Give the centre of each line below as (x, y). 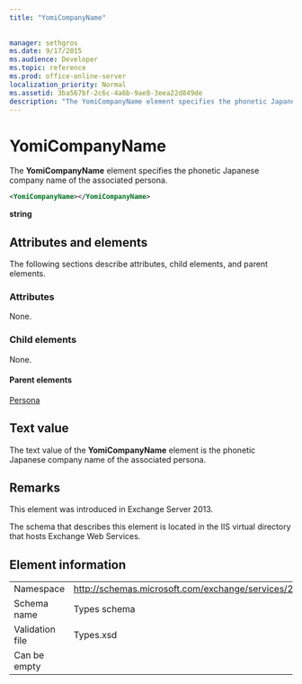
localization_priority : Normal (68, 85)
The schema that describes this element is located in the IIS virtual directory (150, 526)
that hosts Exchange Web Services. (75, 536)
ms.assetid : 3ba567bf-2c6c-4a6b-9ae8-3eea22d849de (106, 93)
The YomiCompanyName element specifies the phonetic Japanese (134, 171)
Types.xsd (95, 635)
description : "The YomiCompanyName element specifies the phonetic (138, 101)
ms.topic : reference (48, 68)
